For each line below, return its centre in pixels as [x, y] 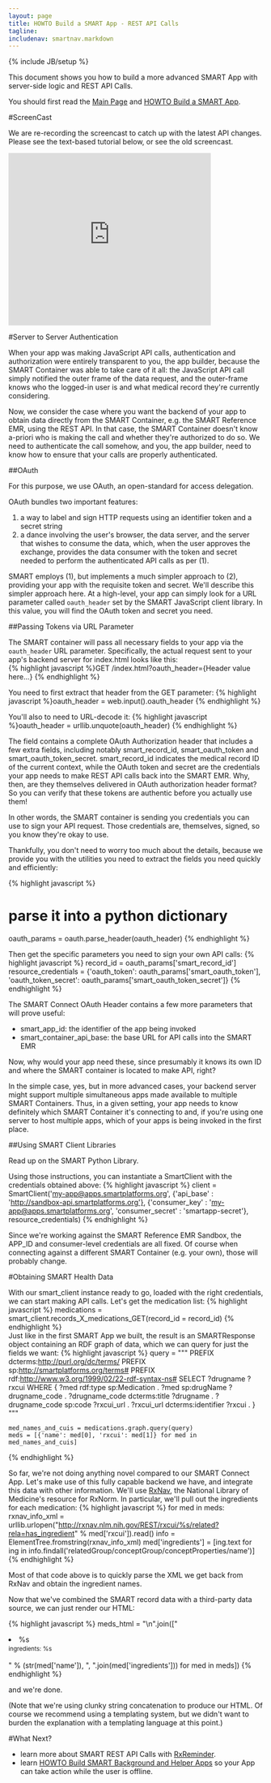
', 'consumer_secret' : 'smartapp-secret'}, [179, 1211]
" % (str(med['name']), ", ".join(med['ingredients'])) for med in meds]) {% [130, 1665]
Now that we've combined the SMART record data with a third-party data [130, 1600]
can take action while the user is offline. [87, 1772]
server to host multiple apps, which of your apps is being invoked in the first [135, 1121]
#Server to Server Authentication [64, 337]
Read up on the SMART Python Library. [74, 1161]
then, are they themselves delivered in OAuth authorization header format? [133, 785]
